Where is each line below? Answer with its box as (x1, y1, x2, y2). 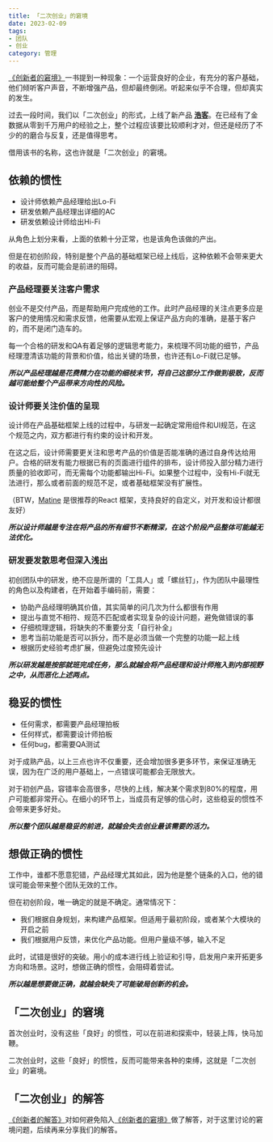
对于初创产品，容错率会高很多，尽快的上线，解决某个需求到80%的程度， (8, 783, 251, 793)
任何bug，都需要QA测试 (19, 739, 101, 749)
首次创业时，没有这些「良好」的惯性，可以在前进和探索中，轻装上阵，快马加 (8, 1029, 263, 1038)
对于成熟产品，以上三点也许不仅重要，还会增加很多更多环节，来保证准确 (8, 756, 249, 766)
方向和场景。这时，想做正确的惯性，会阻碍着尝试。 (8, 962, 178, 972)
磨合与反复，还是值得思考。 (29, 130, 122, 140)
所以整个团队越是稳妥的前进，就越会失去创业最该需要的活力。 (8, 821, 214, 830)
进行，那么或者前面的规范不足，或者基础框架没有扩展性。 (15, 478, 207, 488)
